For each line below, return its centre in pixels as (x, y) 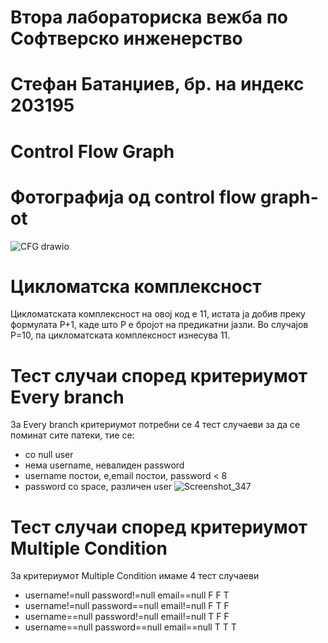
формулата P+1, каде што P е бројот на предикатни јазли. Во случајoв (159, 325)
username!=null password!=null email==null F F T (127, 595)
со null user (49, 455)
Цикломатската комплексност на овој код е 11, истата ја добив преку (158, 314)
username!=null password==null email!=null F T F (127, 606)
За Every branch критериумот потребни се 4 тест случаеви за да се (155, 425)
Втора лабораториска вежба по (149, 17)
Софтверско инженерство (126, 38)
